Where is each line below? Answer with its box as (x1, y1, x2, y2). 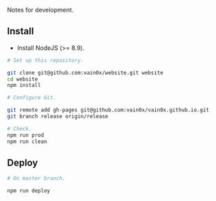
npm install (7, 82, 41, 89)
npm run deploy (7, 187, 51, 194)
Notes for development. (7, 6, 74, 14)
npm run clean (7, 138, 48, 145)
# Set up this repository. (7, 57, 84, 64)
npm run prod (7, 131, 44, 139)
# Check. (7, 125, 32, 132)
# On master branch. (7, 175, 66, 182)
